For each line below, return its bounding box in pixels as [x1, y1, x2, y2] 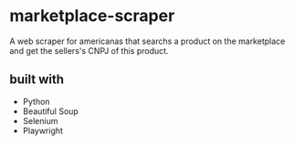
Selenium [22, 115, 58, 126]
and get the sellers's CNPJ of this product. [9, 45, 169, 56]
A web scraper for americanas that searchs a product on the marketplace [9, 36, 286, 47]
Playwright [22, 125, 64, 136]
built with [9, 72, 65, 88]
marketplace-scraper [9, 5, 175, 26]
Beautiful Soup [22, 106, 79, 117]
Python [22, 96, 50, 107]
